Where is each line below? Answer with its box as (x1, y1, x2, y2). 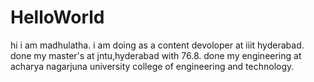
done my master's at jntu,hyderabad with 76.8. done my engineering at (10, 49, 302, 61)
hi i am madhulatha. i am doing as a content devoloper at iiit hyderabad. (10, 39, 305, 51)
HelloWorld (10, 6, 105, 29)
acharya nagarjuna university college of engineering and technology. (10, 60, 295, 72)
